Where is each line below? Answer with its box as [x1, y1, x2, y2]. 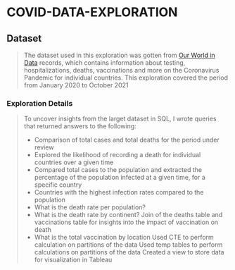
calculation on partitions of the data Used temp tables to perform [34, 240, 223, 249]
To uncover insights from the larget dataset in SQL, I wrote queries [23, 114, 217, 123]
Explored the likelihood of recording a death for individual [34, 151, 201, 159]
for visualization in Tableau [34, 255, 113, 264]
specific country [34, 180, 82, 189]
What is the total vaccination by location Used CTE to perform [34, 233, 214, 242]
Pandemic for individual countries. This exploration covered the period [23, 73, 228, 82]
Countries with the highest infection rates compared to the [34, 188, 204, 197]
